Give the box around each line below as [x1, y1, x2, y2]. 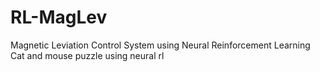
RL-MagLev [10, 6, 108, 29]
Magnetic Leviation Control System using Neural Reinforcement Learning [10, 39, 311, 51]
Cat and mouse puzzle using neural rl [10, 49, 165, 61]
